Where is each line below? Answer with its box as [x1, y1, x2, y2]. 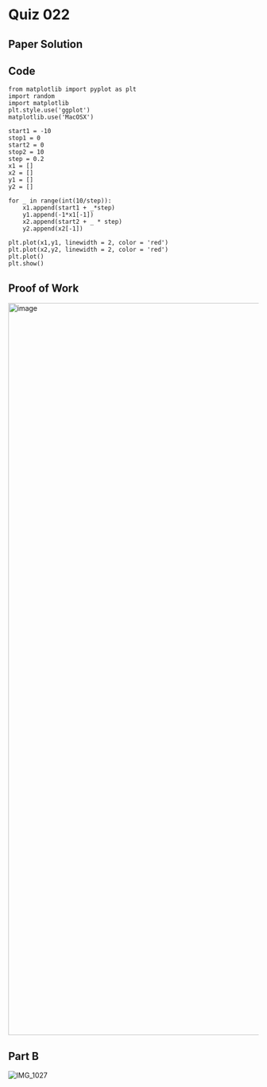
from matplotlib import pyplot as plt [8, 85, 137, 93]
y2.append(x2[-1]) [22, 225, 83, 233]
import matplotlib [8, 100, 69, 108]
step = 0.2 [8, 155, 44, 163]
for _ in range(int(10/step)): [8, 197, 112, 205]
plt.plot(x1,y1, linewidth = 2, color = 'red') [8, 239, 169, 247]
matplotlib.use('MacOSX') [8, 113, 94, 121]
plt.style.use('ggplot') [8, 106, 91, 115]
